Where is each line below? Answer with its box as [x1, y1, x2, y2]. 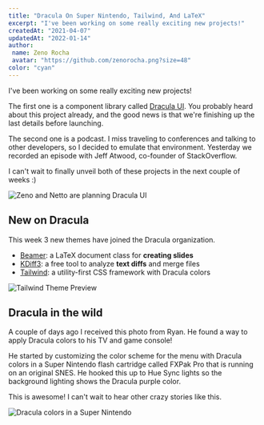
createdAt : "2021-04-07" [8, 26, 91, 34]
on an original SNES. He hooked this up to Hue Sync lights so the [8, 368, 222, 378]
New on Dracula [8, 214, 90, 227]
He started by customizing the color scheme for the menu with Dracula [8, 351, 242, 361]
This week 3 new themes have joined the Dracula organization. [8, 235, 216, 244]
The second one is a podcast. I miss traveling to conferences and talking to [8, 134, 256, 143]
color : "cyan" [8, 64, 56, 72]
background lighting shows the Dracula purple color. [8, 377, 182, 387]
